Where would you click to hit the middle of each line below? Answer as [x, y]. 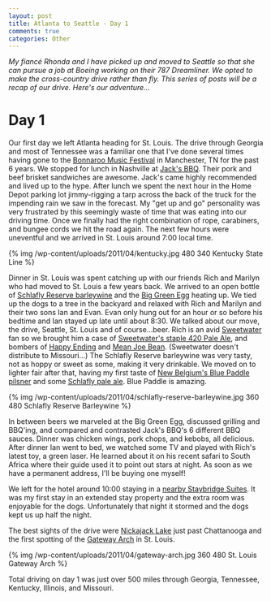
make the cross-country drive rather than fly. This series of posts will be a [133, 79]
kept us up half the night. [50, 515]
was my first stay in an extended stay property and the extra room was [127, 498]
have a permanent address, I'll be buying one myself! [97, 473]
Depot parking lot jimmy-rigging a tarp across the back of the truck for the [133, 195]
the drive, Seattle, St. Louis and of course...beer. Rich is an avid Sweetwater [135, 330]
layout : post [30, 16]
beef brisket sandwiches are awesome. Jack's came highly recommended [133, 177]
